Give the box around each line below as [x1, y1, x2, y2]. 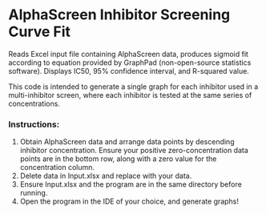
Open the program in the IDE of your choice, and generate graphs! [19, 196, 239, 206]
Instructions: [8, 119, 60, 130]
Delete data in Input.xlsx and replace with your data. [19, 171, 192, 181]
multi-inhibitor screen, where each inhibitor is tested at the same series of [8, 90, 252, 99]
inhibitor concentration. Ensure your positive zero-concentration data [19, 146, 248, 155]
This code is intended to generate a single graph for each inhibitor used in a [8, 82, 259, 91]
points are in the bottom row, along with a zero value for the [19, 154, 217, 164]
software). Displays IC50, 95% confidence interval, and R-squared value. [8, 66, 250, 75]
